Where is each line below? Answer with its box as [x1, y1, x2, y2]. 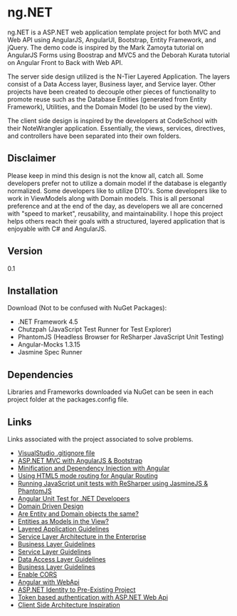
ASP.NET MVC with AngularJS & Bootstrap [17, 457, 142, 465]
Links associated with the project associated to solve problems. [7, 435, 194, 443]
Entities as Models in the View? [17, 517, 109, 525]
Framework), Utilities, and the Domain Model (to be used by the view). [7, 102, 213, 111]
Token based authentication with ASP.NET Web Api [17, 593, 169, 601]
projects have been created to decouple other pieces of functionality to [7, 87, 216, 96]
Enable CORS [17, 570, 58, 579]
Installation [7, 284, 58, 297]
